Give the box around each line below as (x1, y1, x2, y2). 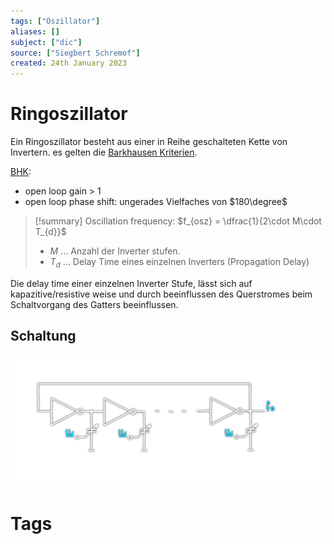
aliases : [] (10, 26, 60, 37)
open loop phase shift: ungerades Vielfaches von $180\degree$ (24, 196, 288, 208)
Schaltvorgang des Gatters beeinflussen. (10, 298, 179, 310)
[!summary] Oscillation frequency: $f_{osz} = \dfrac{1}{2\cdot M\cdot (34, 215, 322, 227)
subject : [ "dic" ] (10, 37, 83, 47)
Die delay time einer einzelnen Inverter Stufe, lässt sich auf (10, 277, 253, 289)
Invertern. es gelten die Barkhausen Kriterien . (10, 146, 198, 159)
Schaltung (10, 328, 77, 345)
